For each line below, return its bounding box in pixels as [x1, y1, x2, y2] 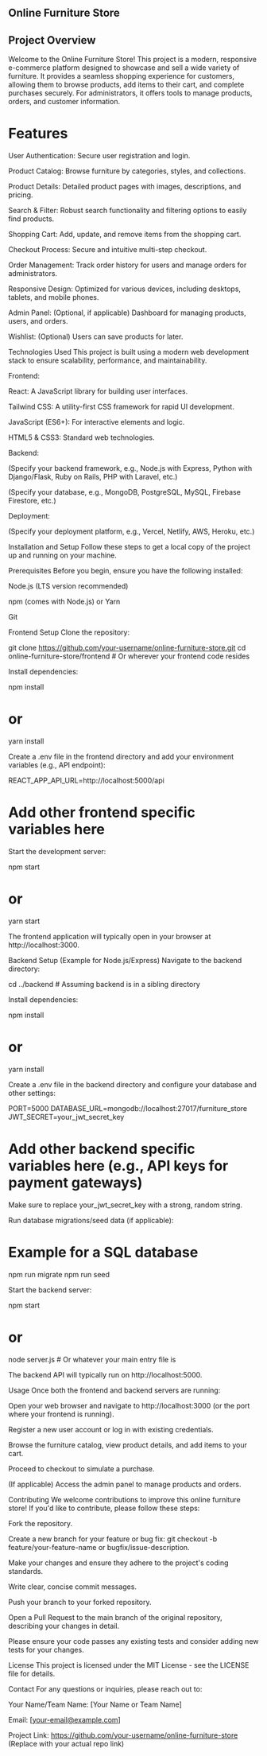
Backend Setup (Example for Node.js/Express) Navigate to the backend [8, 955, 242, 965]
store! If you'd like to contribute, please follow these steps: [8, 1503, 200, 1513]
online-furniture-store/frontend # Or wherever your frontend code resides [8, 651, 250, 661]
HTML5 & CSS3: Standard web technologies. [8, 433, 155, 442]
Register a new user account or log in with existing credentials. [8, 1424, 214, 1434]
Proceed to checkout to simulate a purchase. [8, 1463, 155, 1474]
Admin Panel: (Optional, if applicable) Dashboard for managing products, [8, 308, 246, 317]
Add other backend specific [8, 1140, 196, 1158]
